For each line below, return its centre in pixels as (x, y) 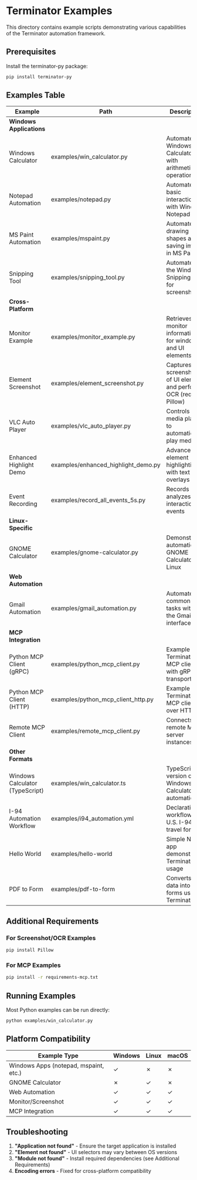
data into (178, 885)
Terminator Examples (59, 11)
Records (178, 489)
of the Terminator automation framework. (56, 33)
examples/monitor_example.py (93, 337)
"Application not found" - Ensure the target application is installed (95, 1146)
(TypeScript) (26, 791)
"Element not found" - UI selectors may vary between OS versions (96, 1152)
